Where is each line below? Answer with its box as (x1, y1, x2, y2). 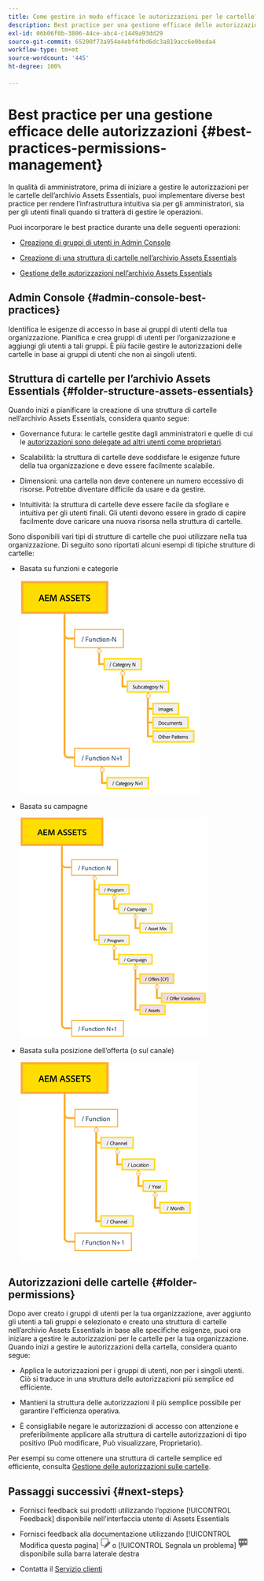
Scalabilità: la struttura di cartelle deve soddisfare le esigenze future (19, 453, 240, 462)
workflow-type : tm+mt (8, 46, 79, 54)
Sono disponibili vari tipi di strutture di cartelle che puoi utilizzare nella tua (8, 532, 247, 541)
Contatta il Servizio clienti (19, 1564, 103, 1573)
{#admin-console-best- (86, 291, 207, 305)
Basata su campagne (19, 802, 88, 811)
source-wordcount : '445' (8, 54, 90, 62)
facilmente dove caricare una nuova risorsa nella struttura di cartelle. (19, 517, 243, 526)
